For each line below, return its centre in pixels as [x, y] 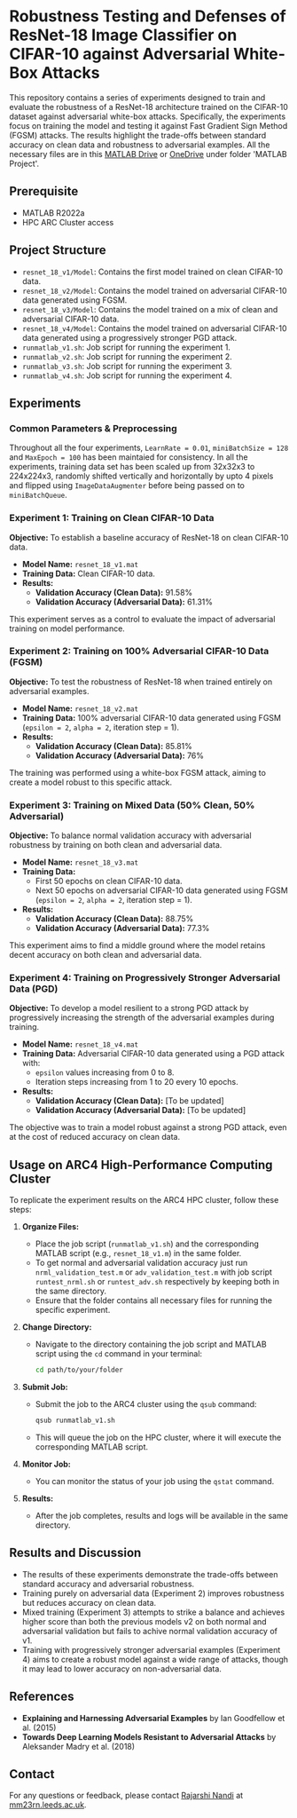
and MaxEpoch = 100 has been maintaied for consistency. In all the [129, 457]
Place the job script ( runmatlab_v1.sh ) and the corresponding [147, 1244]
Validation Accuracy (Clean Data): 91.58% [114, 592]
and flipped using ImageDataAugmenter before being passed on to [127, 486]
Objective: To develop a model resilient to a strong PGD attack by [129, 1008]
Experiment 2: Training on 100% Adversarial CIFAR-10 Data [139, 652]
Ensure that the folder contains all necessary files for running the [154, 1300]
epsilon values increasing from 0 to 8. [105, 1072]
